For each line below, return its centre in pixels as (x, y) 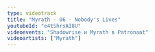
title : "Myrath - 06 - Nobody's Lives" (64, 20)
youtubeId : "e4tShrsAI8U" (44, 26)
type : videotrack (32, 13)
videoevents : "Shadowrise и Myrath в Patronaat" (78, 32)
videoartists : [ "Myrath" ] (44, 38)
